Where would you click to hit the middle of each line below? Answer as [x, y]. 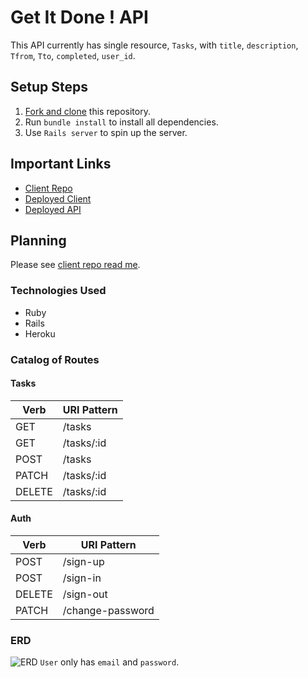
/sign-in [82, 578]
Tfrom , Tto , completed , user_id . [73, 55]
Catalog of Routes [55, 359]
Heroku [40, 333]
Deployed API [53, 209]
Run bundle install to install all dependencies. [121, 122]
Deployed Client [58, 198]
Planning [38, 240]
